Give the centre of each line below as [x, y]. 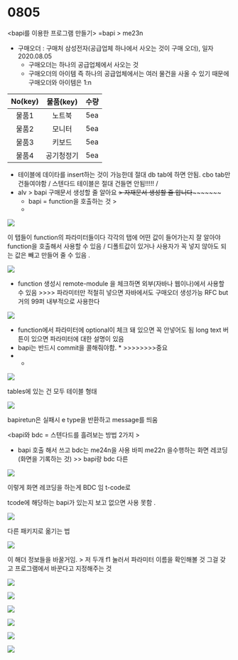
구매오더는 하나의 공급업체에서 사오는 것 [83, 64]
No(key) [25, 101]
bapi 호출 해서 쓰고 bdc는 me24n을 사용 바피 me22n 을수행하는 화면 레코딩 [123, 450]
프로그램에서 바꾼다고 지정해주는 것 [63, 568]
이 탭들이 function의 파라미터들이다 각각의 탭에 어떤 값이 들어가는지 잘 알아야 [114, 237]
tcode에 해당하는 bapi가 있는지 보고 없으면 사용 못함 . [82, 502]
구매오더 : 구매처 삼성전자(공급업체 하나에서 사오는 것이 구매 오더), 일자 [115, 48]
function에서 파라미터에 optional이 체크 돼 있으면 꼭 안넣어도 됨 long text [119, 330]
